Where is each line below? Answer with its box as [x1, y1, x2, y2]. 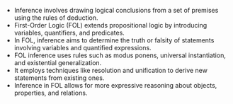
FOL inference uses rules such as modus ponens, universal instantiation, [13, 51, 227, 59]
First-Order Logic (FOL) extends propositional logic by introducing [13, 21, 208, 29]
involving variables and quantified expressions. [13, 44, 152, 52]
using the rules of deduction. [13, 13, 98, 22]
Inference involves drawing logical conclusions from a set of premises [13, 6, 219, 14]
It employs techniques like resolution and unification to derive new [13, 67, 208, 74]
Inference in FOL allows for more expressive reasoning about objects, [13, 81, 217, 89]
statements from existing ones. [13, 74, 105, 82]
